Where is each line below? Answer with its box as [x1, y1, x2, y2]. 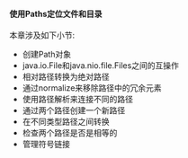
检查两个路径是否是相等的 [22, 127, 118, 138]
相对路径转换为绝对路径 [22, 72, 110, 83]
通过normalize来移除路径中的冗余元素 [22, 83, 162, 93]
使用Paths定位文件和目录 [9, 8, 103, 19]
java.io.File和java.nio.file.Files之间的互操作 [22, 60, 180, 71]
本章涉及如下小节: [9, 30, 76, 40]
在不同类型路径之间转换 [22, 117, 110, 127]
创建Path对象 [22, 49, 72, 60]
